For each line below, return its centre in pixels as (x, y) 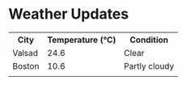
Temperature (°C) (82, 40)
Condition (149, 40)
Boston (26, 66)
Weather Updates (69, 14)
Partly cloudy (149, 66)
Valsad (25, 53)
